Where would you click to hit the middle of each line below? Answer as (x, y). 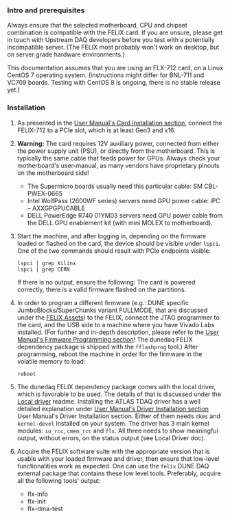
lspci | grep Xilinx (46, 263)
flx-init (36, 501)
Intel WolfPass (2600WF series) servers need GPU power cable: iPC (124, 200)
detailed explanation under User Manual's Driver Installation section (113, 408)
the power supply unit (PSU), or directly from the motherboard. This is (116, 151)
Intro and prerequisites (46, 10)
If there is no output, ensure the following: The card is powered (106, 282)
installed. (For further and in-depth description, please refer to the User (118, 332)
